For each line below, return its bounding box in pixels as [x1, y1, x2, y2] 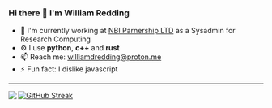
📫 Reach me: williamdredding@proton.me [19, 52, 162, 62]
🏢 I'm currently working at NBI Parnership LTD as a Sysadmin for [19, 26, 236, 36]
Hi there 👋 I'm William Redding [8, 7, 130, 19]
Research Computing [19, 34, 91, 44]
